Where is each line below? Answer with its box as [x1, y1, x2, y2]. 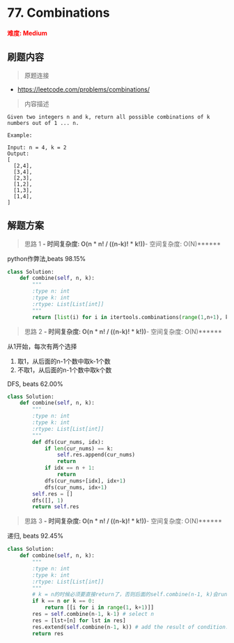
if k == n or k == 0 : [32, 598, 95, 605]
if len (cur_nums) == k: [44, 445, 114, 452]
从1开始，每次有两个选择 [7, 342, 77, 350]
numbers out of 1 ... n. [7, 119, 79, 126]
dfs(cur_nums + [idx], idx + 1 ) [44, 477, 127, 485]
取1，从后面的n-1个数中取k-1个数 [17, 357, 111, 365]
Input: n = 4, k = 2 [7, 144, 68, 151]
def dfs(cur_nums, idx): [32, 438, 104, 445]
